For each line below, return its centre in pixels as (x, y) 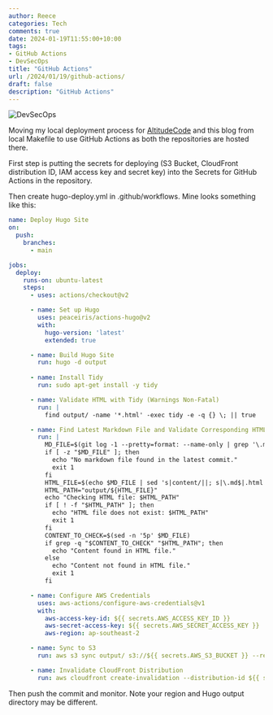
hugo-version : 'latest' (85, 333)
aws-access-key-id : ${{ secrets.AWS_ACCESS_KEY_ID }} (137, 618)
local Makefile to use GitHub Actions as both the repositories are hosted (129, 139)
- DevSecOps (28, 62)
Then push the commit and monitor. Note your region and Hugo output (126, 693)
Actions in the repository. (50, 181)
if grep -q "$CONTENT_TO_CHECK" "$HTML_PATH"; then (134, 543)
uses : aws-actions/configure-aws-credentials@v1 (121, 603)
